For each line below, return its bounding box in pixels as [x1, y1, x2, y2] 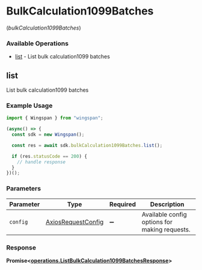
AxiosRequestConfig [45, 218, 104, 226]
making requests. [141, 225, 191, 233]
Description [150, 200, 185, 209]
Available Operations [6, 39, 69, 48]
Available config [141, 210, 188, 218]
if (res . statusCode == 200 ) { [11, 153, 87, 159]
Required [109, 200, 136, 209]
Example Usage [6, 101, 53, 110]
